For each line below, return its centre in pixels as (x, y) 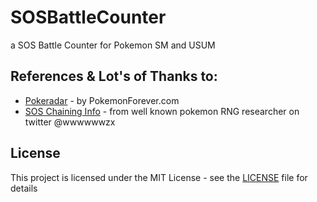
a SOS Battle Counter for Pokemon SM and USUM (113, 45)
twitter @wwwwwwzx (70, 122)
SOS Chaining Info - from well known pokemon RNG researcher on (162, 111)
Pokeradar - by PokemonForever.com (102, 100)
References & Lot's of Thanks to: (114, 76)
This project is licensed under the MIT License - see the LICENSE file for (159, 177)
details (24, 188)
